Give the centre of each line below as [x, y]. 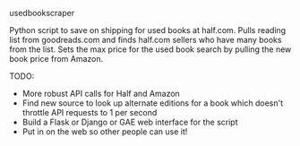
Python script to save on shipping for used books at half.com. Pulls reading [148, 30]
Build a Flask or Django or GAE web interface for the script [130, 122]
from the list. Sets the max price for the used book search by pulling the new [150, 49]
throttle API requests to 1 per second [90, 112]
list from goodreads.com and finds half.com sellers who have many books [146, 40]
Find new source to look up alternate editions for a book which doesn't [153, 103]
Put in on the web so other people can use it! [105, 132]
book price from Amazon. [56, 59]
